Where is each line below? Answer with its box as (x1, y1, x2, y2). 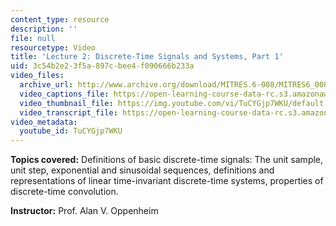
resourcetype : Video (10, 42, 97, 53)
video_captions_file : (19, 89, 110, 99)
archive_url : (19, 80, 74, 90)
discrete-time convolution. (10, 186, 119, 198)
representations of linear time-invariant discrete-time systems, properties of (10, 175, 324, 187)
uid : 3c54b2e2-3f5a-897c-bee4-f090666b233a (10, 61, 195, 71)
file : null (10, 33, 56, 43)
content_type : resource (10, 14, 110, 25)
